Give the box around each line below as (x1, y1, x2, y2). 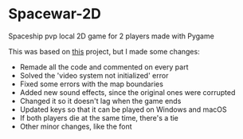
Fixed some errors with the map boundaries (19, 79, 163, 89)
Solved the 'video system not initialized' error (19, 70, 169, 80)
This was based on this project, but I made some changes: (8, 46, 201, 56)
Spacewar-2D (8, 5, 102, 23)
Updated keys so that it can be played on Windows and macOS (19, 105, 227, 114)
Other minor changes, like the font (19, 121, 133, 131)
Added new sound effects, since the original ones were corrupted (19, 87, 236, 97)
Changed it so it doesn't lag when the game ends (19, 96, 182, 105)
